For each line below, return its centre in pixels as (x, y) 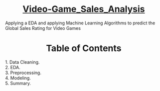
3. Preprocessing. (23, 73)
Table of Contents (84, 48)
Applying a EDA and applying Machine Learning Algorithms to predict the (80, 23)
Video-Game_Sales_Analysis (84, 9)
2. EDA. (13, 67)
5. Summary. (18, 83)
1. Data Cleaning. (22, 62)
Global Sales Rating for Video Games (43, 28)
